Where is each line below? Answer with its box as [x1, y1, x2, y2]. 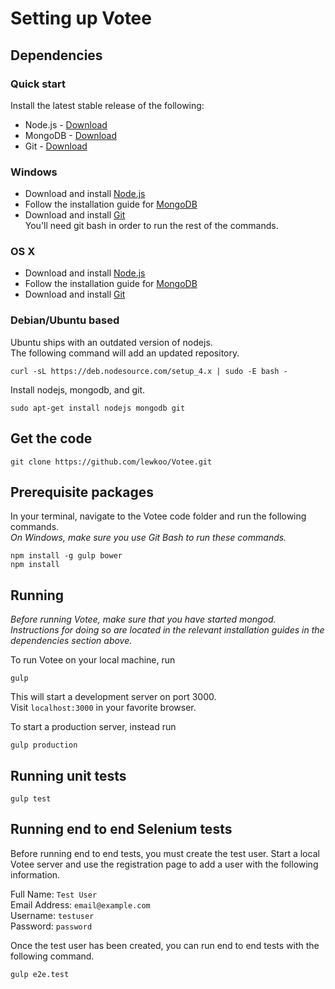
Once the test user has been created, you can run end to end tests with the [10, 939, 320, 951]
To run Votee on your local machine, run [10, 654, 176, 666]
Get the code [10, 430, 93, 447]
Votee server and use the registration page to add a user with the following [10, 858, 319, 870]
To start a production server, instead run [10, 721, 177, 733]
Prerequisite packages [10, 483, 155, 501]
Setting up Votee [10, 7, 152, 30]
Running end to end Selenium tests [10, 821, 233, 838]
